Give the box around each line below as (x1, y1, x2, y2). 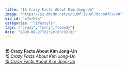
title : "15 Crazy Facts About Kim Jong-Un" (5, 7, 95, 12)
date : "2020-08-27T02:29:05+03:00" (5, 30, 77, 34)
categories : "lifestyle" (5, 20, 55, 26)
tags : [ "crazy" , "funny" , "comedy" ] (5, 25, 75, 30)
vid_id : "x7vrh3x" (5, 16, 42, 21)
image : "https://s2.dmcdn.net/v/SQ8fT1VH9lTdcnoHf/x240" (5, 12, 123, 17)
